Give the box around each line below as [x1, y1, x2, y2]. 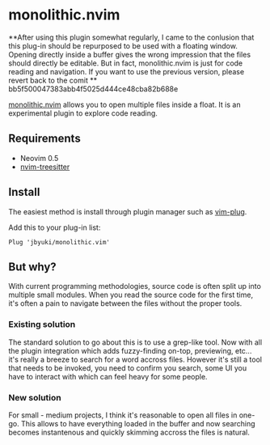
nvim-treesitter [19, 162, 70, 172]
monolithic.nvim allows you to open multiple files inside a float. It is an [8, 100, 241, 109]
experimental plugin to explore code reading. [8, 108, 158, 118]
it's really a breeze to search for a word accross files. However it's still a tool [8, 354, 263, 364]
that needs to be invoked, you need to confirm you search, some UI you [8, 362, 247, 373]
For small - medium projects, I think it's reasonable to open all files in [8, 410, 238, 420]
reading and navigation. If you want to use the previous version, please [8, 66, 245, 76]
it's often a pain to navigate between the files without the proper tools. [8, 299, 243, 308]
